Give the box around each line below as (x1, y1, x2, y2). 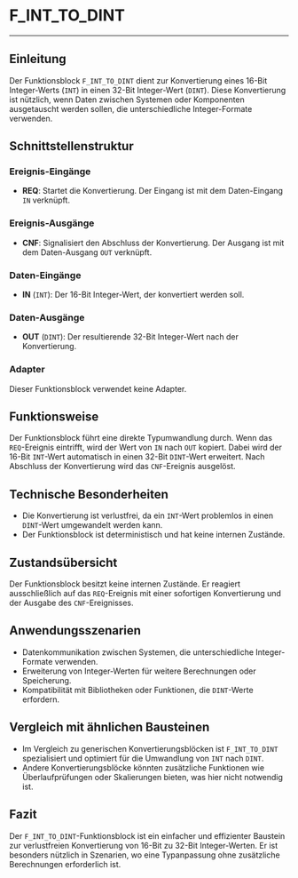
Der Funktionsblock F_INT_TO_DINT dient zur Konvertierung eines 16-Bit (9, 75, 268, 85)
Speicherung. (21, 674, 72, 685)
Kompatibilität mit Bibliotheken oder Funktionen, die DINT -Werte (21, 684, 255, 695)
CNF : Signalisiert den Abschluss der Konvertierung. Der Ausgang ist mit (21, 237, 285, 248)
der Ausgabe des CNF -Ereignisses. (9, 597, 134, 609)
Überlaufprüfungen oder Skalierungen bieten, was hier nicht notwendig (21, 771, 284, 782)
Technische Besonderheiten (9, 486, 169, 502)
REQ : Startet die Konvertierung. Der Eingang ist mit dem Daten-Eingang (21, 186, 284, 196)
